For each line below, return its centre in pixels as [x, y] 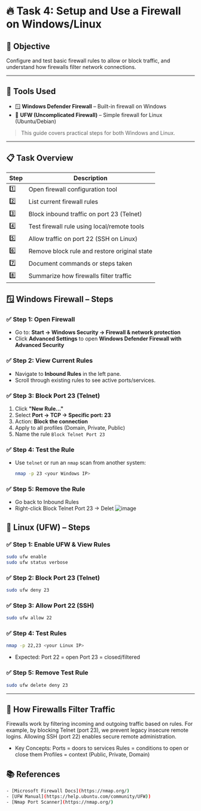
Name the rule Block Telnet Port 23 [60, 434]
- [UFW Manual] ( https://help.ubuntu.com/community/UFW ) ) [79, 797]
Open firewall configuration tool [73, 189]
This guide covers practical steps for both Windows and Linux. [98, 132]
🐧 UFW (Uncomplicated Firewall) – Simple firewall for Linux [89, 114]
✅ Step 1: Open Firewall [41, 319]
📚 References [33, 774]
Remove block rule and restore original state [90, 251]
